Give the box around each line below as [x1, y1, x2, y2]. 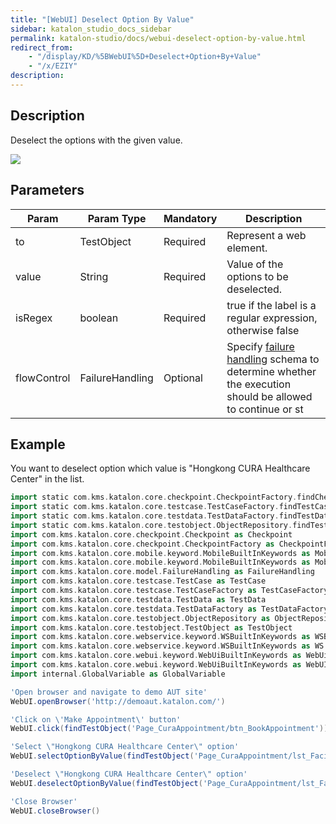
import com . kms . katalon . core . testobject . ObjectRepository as [10, 613, 271, 623]
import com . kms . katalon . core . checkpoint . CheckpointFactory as [10, 539, 275, 549]
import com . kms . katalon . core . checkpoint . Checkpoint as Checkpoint [10, 529, 293, 540]
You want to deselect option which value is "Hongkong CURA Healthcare [10, 462, 311, 475]
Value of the [226, 257, 284, 271]
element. [226, 241, 268, 255]
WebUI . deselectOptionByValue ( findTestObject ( [10, 778, 203, 788]
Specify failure [226, 339, 295, 353]
